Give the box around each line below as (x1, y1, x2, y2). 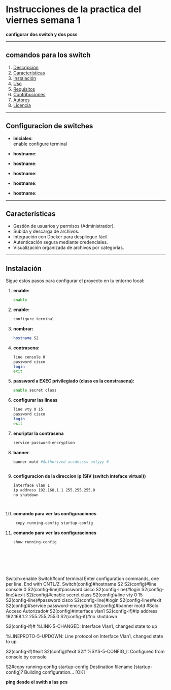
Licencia (13, 102, 31, 108)
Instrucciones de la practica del (6, 4, 142, 15)
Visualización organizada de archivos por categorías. (13, 244, 124, 251)
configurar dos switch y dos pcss (6, 31, 78, 37)
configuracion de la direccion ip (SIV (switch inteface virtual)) (13, 473, 146, 479)
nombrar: (13, 325, 33, 332)
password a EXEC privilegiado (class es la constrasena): (13, 378, 135, 384)
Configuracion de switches (6, 122, 93, 130)
